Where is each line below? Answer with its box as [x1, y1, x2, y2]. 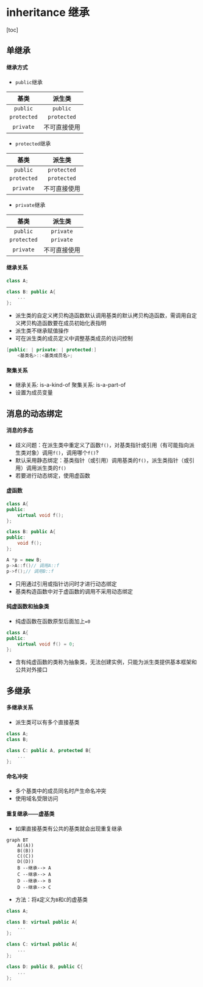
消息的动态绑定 [6, 408, 63, 418]
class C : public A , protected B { [6, 747, 91, 753]
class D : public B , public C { [6, 963, 84, 970]
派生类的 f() [36, 464, 67, 472]
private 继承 [15, 201, 46, 208]
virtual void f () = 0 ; [17, 641, 75, 647]
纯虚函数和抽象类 [6, 603, 49, 610]
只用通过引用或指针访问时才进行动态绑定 [15, 580, 117, 587]
